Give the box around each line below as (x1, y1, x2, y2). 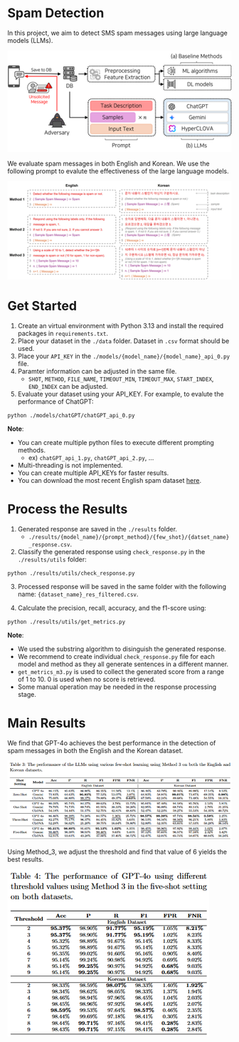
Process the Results (7, 501, 128, 517)
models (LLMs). (7, 36, 53, 44)
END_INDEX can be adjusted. (28, 382, 108, 390)
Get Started (7, 298, 77, 314)
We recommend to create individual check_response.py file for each (17, 652, 215, 660)
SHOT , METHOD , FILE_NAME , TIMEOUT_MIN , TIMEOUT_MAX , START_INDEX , (28, 374, 214, 383)
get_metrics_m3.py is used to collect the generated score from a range (17, 667, 225, 675)
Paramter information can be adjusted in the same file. (17, 367, 177, 375)
